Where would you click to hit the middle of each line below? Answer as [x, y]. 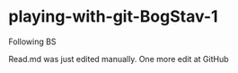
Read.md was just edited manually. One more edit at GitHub [119, 59]
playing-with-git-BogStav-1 [113, 17]
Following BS [32, 41]
